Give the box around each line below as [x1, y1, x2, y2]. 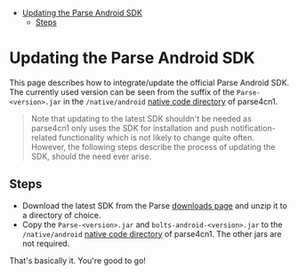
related [30, 132, 58, 143]
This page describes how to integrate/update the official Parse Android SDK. [9, 77, 290, 88]
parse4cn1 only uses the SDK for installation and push [30, 122, 230, 133]
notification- [230, 122, 276, 133]
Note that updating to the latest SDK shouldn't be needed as [30, 113, 252, 123]
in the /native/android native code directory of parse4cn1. [63, 96, 278, 106]
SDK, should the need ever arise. [30, 151, 152, 161]
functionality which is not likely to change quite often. [59, 132, 255, 143]
